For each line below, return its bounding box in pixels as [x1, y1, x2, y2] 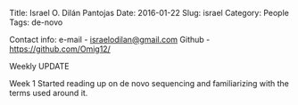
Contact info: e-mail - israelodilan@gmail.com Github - [9, 35, 211, 44]
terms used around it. [9, 88, 88, 98]
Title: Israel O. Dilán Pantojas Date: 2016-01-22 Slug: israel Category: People [9, 8, 290, 18]
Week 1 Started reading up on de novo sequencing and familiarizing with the [9, 78, 290, 88]
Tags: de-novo [9, 17, 63, 28]
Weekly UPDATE [9, 61, 70, 71]
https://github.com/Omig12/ [9, 44, 112, 54]
